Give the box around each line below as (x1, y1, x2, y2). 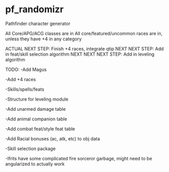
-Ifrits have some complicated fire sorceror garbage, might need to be (5, 155, 153, 161)
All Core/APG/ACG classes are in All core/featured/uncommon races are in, (5, 30, 163, 36)
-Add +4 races (5, 76, 36, 82)
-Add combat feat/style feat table (5, 126, 75, 132)
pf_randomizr (5, 4, 64, 15)
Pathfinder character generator (5, 20, 70, 27)
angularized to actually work (5, 161, 65, 167)
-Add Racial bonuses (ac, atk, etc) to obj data (5, 135, 100, 141)
